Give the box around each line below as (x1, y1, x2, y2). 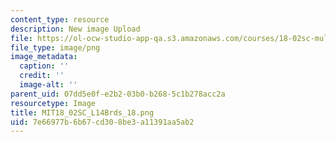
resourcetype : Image (10, 98, 97, 108)
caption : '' (19, 61, 70, 71)
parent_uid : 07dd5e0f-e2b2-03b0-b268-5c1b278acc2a (10, 89, 226, 99)
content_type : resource (10, 14, 110, 25)
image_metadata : (10, 52, 78, 62)
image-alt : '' (19, 80, 78, 90)
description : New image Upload (10, 24, 141, 34)
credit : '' (19, 71, 65, 81)
